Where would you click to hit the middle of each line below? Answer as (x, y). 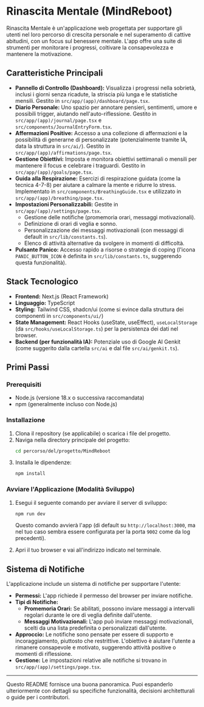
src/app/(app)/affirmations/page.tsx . (63, 152)
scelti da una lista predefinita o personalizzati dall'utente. (95, 628)
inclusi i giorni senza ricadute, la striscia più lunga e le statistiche (96, 94)
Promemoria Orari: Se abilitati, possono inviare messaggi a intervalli (110, 609)
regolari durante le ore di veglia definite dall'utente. (88, 615)
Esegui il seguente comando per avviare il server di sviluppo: (91, 502)
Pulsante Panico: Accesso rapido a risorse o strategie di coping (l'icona (105, 249)
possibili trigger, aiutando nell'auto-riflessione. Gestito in (86, 113)
